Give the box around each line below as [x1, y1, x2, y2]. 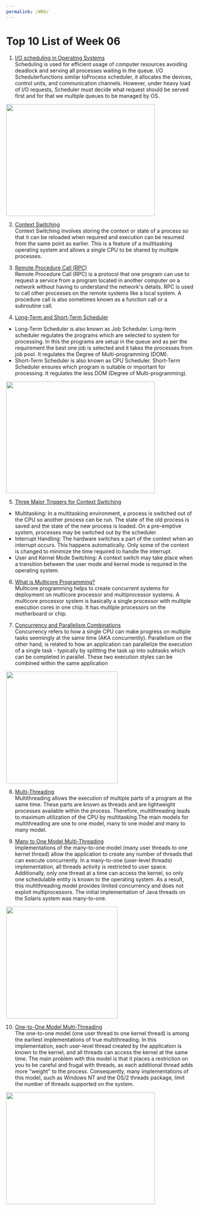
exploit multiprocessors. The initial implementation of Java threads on [14, 888, 186, 895]
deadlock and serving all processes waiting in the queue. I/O [14, 67, 163, 74]
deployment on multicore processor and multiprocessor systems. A [14, 591, 180, 598]
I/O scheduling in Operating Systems [14, 54, 105, 61]
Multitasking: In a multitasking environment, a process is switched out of [14, 509, 192, 516]
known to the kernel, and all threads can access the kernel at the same [14, 1048, 188, 1056]
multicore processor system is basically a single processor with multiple [14, 597, 191, 604]
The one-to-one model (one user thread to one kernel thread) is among [14, 1029, 189, 1036]
